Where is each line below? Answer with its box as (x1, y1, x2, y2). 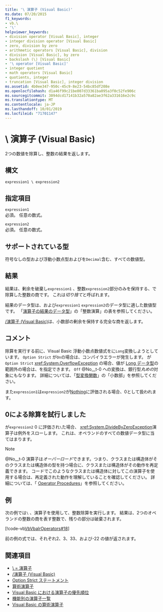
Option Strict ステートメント (12, 577, 69, 583)
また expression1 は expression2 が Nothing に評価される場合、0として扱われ (5, 389, 152, 395)
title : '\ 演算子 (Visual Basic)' (5, 7, 73, 12)
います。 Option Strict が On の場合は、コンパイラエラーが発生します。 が (5, 354, 152, 360)
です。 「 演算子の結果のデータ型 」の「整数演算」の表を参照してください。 (5, 308, 155, 314)
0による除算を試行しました (5, 411, 86, 419)
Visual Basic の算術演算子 (12, 602, 64, 608)
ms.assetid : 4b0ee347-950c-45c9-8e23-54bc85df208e (5, 84, 110, 89)
